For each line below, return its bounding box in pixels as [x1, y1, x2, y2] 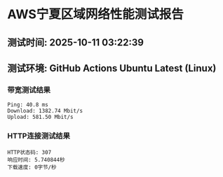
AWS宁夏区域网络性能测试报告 [7, 6, 184, 22]
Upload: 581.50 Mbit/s [7, 113, 74, 121]
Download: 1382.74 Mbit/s [7, 108, 83, 115]
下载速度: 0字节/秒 [7, 164, 57, 171]
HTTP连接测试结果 [7, 131, 70, 141]
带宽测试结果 [7, 85, 51, 94]
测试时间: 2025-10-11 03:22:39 [7, 36, 144, 48]
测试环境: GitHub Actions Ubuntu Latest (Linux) [7, 62, 217, 74]
